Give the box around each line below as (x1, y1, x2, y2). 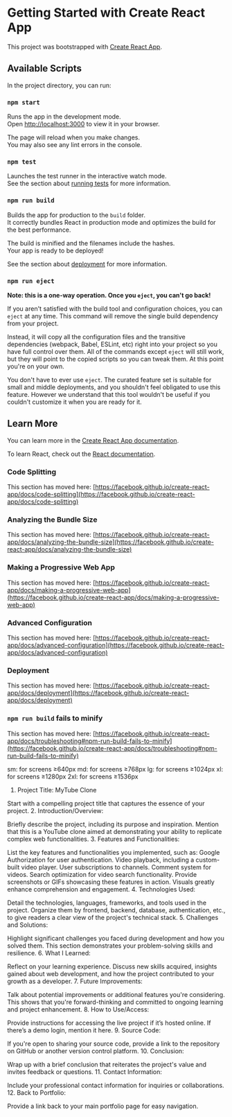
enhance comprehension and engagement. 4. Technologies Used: (7, 885, 196, 893)
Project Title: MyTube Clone (17, 785, 97, 794)
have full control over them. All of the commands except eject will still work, (7, 347, 224, 355)
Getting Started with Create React (7, 5, 206, 21)
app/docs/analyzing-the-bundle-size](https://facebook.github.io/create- (7, 538, 215, 546)
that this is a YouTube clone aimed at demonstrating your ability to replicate (7, 827, 222, 835)
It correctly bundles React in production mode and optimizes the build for (7, 218, 216, 226)
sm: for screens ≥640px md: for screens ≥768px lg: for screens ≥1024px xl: (7, 765, 224, 773)
